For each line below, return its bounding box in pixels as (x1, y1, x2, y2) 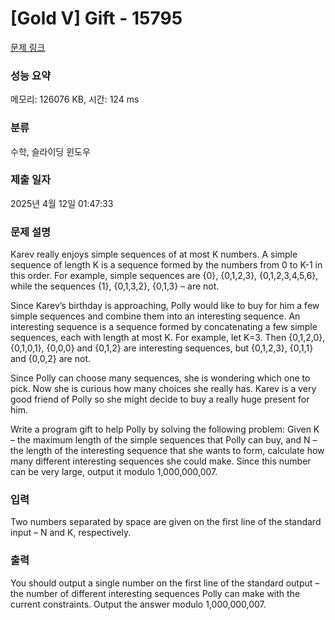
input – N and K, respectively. (10, 527, 132, 539)
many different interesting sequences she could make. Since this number (10, 455, 312, 467)
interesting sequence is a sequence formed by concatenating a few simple (10, 321, 318, 333)
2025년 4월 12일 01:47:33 (10, 197, 114, 209)
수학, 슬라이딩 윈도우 (10, 145, 91, 157)
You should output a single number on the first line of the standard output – (10, 577, 320, 589)
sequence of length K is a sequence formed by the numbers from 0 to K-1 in (10, 259, 323, 271)
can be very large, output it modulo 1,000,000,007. (10, 466, 218, 478)
